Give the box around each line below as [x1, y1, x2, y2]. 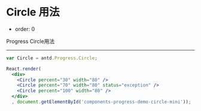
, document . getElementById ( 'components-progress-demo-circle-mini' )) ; [11, 99, 191, 105]
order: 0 [14, 25, 35, 33]
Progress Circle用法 [6, 37, 55, 45]
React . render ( [6, 66, 42, 72]
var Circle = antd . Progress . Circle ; [6, 55, 98, 61]
